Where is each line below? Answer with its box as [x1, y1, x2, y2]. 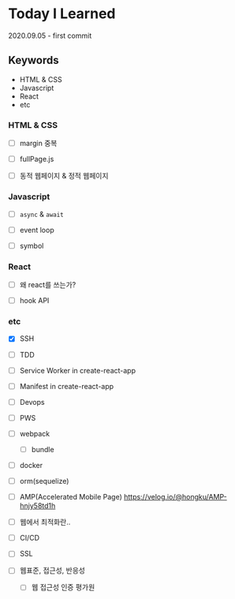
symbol [19, 241, 44, 250]
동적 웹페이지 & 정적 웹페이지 [19, 171, 109, 181]
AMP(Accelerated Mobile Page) [19, 492, 122, 502]
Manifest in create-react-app [19, 381, 114, 391]
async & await [19, 209, 65, 219]
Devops [19, 397, 45, 406]
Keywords [8, 54, 59, 67]
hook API [19, 296, 50, 305]
